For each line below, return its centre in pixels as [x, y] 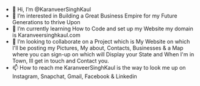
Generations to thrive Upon [46, 22]
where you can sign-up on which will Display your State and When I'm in [103, 54]
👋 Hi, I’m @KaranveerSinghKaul [52, 9]
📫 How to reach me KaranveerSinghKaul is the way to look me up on [99, 68]
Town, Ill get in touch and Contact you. [61, 61]
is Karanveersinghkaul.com [46, 35]
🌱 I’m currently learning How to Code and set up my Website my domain [102, 28]
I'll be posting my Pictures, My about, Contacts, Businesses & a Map [98, 48]
